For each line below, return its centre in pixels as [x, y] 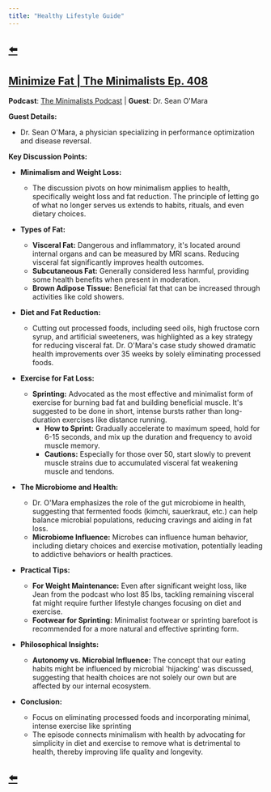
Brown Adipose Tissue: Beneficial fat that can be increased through [146, 287]
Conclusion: [41, 701]
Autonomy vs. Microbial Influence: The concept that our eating [139, 660]
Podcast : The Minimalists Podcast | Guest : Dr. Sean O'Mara [108, 100]
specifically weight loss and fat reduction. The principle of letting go [146, 196]
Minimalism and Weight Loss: [71, 172]
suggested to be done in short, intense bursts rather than [127, 411]
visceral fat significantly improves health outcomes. [118, 262]
